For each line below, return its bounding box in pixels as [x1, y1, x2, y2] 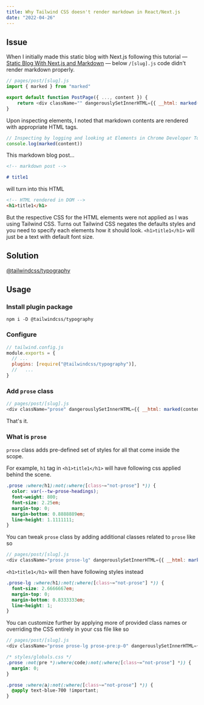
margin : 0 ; [12, 665, 39, 672]
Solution [6, 250, 39, 261]
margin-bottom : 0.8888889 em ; [12, 511, 86, 517]
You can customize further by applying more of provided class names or [6, 619, 187, 627]
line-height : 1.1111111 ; [12, 517, 75, 523]
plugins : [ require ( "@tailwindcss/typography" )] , [12, 361, 137, 368]
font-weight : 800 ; [12, 494, 59, 500]
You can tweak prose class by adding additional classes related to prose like [6, 533, 196, 541]
